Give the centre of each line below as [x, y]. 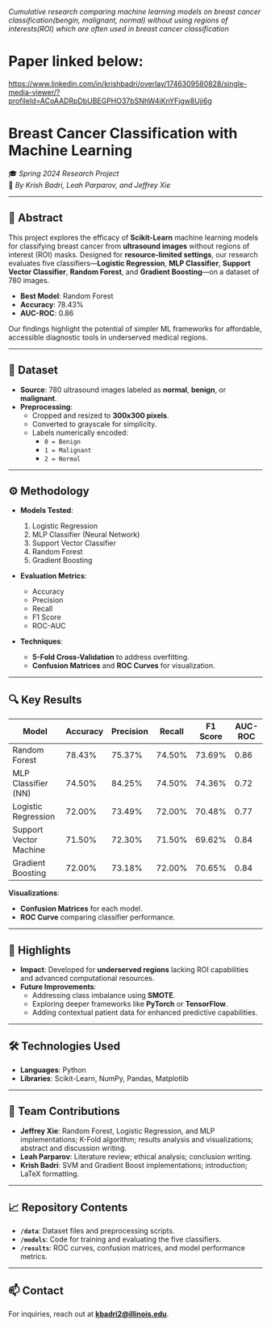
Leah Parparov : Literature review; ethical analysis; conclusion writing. [136, 1156]
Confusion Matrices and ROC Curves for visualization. [123, 666]
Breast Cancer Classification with [123, 134]
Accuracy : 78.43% [52, 304]
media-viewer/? [34, 92]
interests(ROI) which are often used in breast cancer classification [119, 29]
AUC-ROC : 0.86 [47, 313]
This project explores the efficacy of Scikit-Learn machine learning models [133, 237]
